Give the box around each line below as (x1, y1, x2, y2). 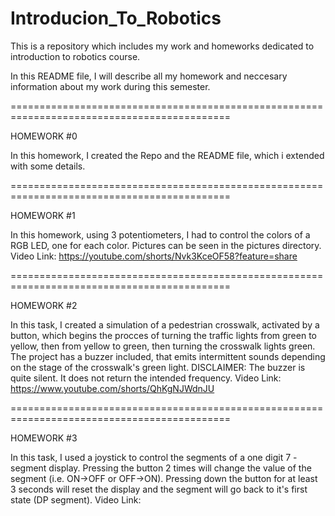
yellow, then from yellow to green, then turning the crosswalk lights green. (10, 340, 316, 352)
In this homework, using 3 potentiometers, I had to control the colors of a (10, 228, 311, 241)
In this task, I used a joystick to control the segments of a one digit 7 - (10, 451, 298, 463)
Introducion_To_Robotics (10, 7, 222, 30)
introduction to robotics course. (10, 50, 141, 62)
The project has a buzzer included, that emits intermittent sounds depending (10, 350, 326, 362)
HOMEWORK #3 (10, 432, 78, 444)
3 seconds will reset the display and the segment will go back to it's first (10, 483, 308, 495)
